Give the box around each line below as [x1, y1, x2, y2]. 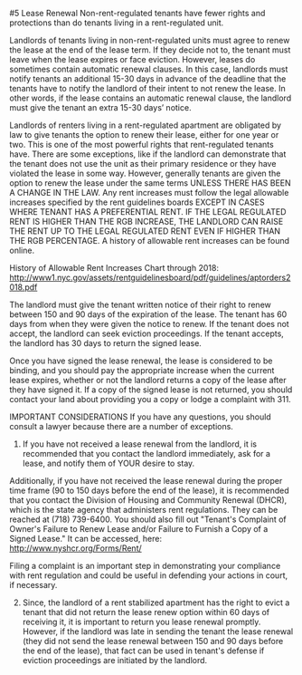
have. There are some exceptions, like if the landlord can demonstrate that [9, 149, 287, 159]
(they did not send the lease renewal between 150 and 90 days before [22, 636, 284, 646]
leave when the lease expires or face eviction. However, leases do [9, 54, 256, 64]
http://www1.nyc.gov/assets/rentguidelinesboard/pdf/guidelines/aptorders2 [9, 272, 291, 283]
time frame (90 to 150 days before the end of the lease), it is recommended [9, 485, 289, 496]
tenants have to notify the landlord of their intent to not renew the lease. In [9, 83, 287, 93]
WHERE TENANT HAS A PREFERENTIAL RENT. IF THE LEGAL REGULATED [9, 207, 287, 217]
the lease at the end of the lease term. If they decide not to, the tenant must [9, 44, 291, 55]
